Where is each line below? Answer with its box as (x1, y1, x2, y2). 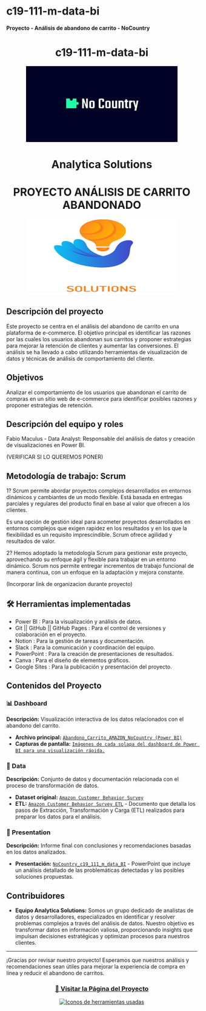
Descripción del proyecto (6, 307, 104, 317)
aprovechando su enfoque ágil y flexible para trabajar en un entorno (6, 556, 176, 563)
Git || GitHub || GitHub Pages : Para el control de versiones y (15, 624, 166, 632)
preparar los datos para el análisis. (15, 813, 102, 820)
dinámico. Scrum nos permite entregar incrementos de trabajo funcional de (6, 562, 194, 570)
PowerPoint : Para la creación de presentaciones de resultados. (15, 650, 174, 658)
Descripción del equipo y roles (6, 419, 124, 429)
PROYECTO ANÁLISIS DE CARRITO (13, 185, 191, 199)
